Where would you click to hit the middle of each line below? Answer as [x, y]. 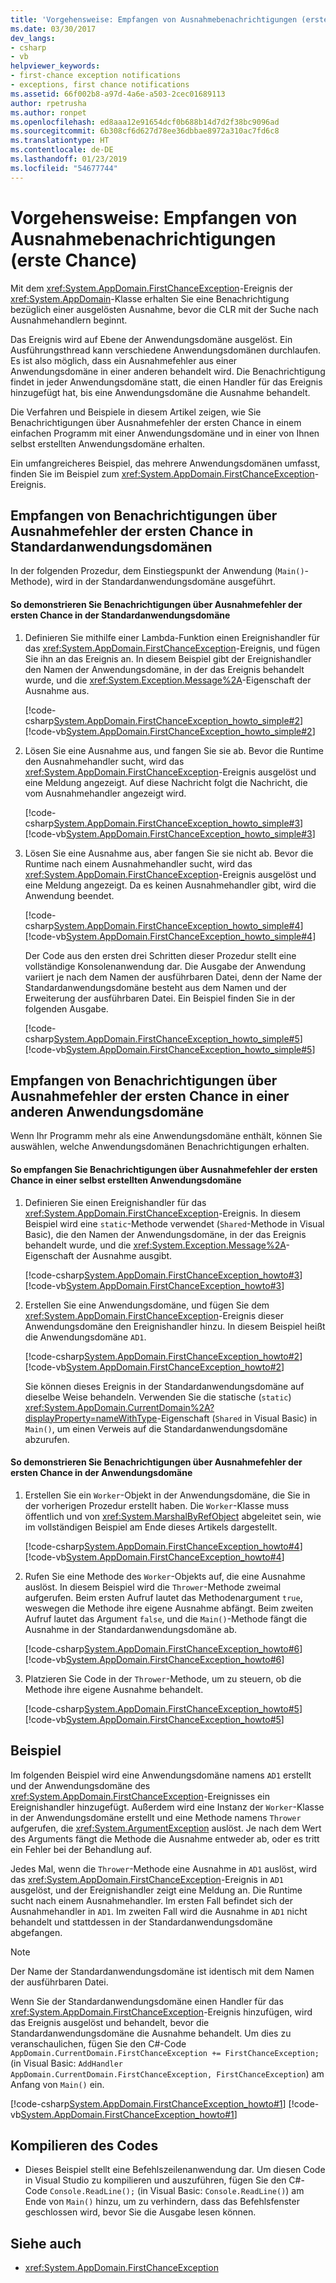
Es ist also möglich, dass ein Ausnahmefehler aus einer [124, 360]
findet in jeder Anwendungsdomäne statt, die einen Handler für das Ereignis [166, 382]
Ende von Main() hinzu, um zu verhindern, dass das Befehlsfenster [162, 2202]
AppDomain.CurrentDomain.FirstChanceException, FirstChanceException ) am [167, 2073]
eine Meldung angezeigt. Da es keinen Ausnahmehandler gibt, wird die [170, 885]
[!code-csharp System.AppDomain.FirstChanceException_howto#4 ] [163, 1546]
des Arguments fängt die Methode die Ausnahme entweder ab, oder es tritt [165, 1838]
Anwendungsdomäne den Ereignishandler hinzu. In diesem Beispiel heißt [175, 1326]
